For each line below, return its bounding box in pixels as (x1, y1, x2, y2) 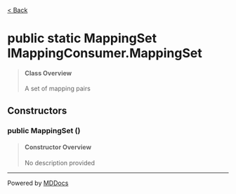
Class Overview (24, 69, 72, 77)
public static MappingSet (7, 31, 157, 46)
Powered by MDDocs (7, 179, 69, 187)
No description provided (24, 158, 96, 167)
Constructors (7, 104, 67, 116)
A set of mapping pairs (24, 84, 91, 93)
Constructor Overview (24, 143, 92, 151)
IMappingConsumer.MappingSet (7, 46, 202, 62)
